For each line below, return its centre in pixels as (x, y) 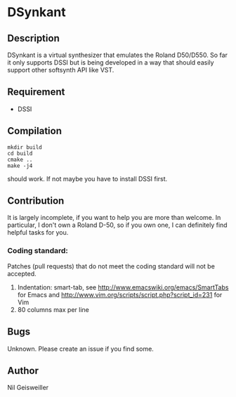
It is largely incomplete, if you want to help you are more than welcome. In (114, 218)
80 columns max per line (53, 309)
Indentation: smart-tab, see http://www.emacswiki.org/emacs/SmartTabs (123, 287)
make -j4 (20, 166)
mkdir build (25, 147)
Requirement (36, 92)
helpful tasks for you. (38, 233)
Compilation (34, 131)
